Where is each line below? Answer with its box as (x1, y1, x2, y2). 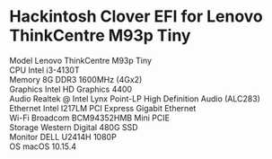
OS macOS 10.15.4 (9, 141, 77, 152)
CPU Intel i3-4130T (9, 65, 80, 75)
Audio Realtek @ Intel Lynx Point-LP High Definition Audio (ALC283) (9, 93, 260, 104)
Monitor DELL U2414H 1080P (9, 131, 117, 142)
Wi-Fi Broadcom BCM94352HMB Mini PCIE (9, 112, 171, 123)
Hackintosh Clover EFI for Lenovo (9, 6, 263, 27)
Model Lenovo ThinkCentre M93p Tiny (9, 55, 153, 66)
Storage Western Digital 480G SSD (9, 121, 138, 132)
